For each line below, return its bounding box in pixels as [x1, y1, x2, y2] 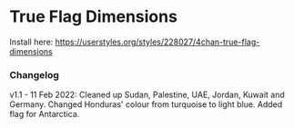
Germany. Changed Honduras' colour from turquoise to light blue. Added [9, 99, 283, 110]
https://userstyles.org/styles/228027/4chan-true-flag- [55, 36, 260, 47]
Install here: [9, 36, 54, 47]
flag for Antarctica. [9, 109, 80, 120]
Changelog [9, 68, 59, 81]
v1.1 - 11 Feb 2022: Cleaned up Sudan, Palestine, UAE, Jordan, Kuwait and [9, 89, 285, 101]
